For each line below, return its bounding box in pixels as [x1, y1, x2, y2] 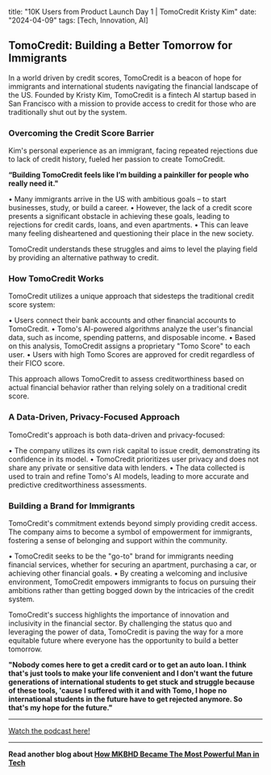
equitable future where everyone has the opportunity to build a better [8, 636, 239, 645]
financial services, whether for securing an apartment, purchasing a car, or [8, 560, 257, 569]
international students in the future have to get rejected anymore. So [8, 694, 244, 704]
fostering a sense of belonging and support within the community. [8, 536, 228, 545]
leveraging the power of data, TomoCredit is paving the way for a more [8, 627, 244, 637]
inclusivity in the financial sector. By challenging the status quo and [8, 618, 232, 628]
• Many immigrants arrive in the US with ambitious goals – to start [8, 194, 227, 204]
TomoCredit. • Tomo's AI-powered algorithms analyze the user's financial [8, 324, 253, 334]
